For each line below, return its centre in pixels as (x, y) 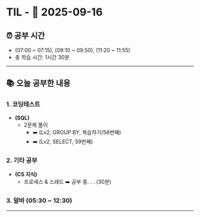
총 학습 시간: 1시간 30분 (42, 57)
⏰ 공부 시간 (26, 35)
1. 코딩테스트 (23, 105)
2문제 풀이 (36, 125)
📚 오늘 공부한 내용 (38, 84)
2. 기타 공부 (22, 160)
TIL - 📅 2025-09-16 (54, 12)
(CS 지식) (26, 174)
